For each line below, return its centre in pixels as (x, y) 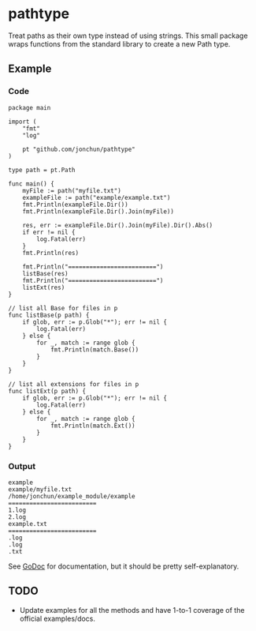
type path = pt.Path (42, 170)
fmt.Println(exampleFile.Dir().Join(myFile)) (98, 211)
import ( (22, 122)
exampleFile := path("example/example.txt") (96, 197)
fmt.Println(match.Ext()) (93, 426)
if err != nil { (49, 232)
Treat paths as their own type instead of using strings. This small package (128, 36)
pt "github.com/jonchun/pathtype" (79, 149)
